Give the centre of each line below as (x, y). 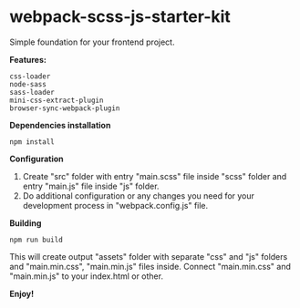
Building (26, 223)
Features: (28, 59)
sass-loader (32, 92)
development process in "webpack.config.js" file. (115, 205)
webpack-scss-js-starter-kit (120, 17)
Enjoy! (22, 293)
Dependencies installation (60, 125)
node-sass (28, 84)
